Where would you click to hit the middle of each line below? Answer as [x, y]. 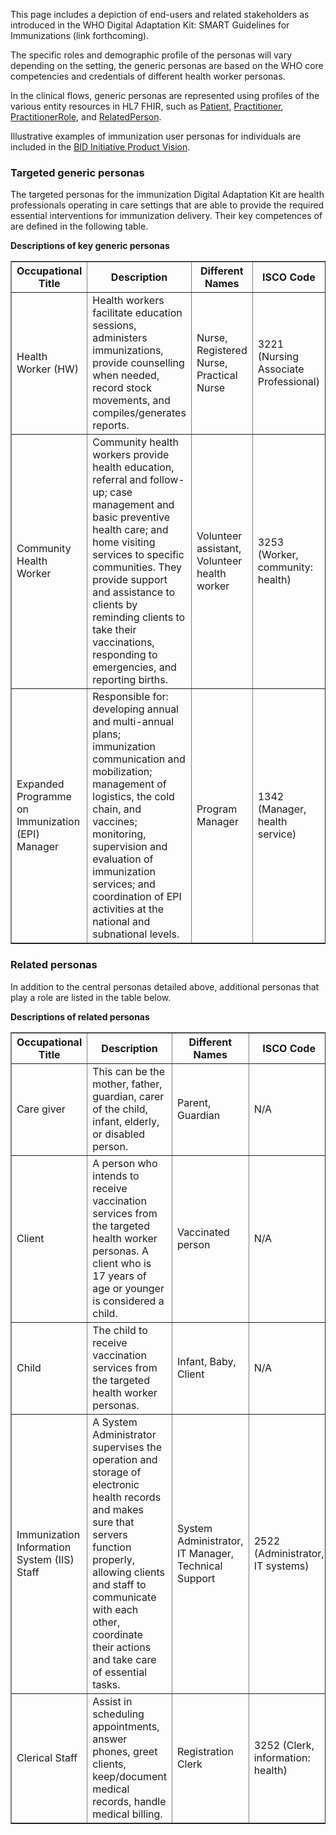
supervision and [130, 847]
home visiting [124, 542]
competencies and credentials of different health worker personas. [148, 76]
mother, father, [127, 1084]
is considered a [128, 1301]
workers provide [131, 455]
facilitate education [137, 313]
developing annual [135, 709]
